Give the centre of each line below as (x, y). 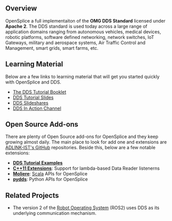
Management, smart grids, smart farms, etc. (52, 48)
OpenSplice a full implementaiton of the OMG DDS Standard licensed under (85, 21)
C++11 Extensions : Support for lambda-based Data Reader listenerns (86, 168)
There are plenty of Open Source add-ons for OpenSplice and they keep (82, 137)
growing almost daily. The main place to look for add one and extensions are (86, 142)
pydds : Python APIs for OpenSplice (50, 179)
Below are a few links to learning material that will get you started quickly (83, 76)
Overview (21, 8)
